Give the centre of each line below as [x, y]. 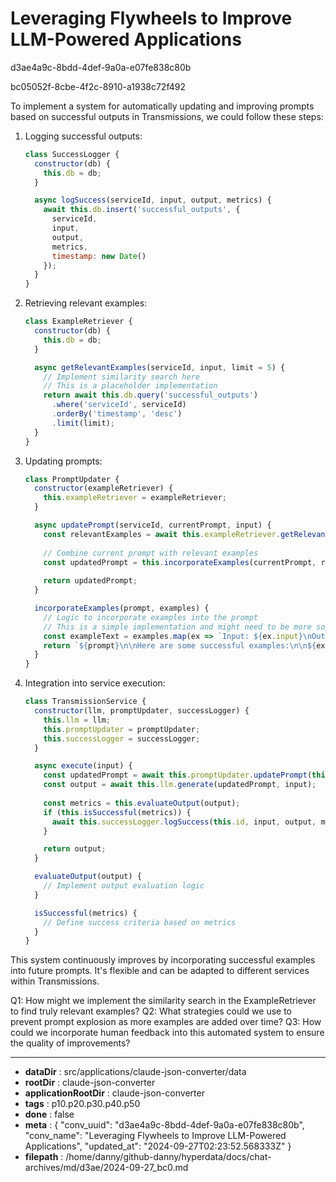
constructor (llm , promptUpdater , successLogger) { [142, 711]
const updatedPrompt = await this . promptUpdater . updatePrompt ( [178, 775]
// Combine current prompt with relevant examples [151, 553]
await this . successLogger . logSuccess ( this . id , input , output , [184, 822]
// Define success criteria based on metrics [140, 922]
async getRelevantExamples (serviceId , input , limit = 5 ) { [160, 367]
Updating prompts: [63, 461]
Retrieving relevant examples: [86, 303]
